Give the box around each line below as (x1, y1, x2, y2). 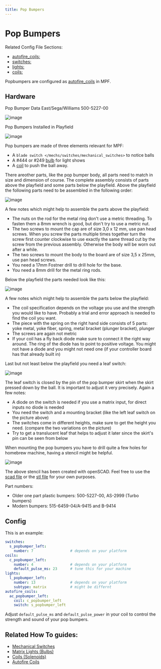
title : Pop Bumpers (5, 7, 45, 12)
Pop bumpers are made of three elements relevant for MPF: (5, 143, 124, 149)
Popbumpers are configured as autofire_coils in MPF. (5, 78, 111, 84)
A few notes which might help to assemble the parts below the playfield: (5, 296, 149, 301)
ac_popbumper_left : (9, 593, 49, 599)
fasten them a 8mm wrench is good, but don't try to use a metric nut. (12, 221, 150, 227)
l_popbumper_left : (9, 576, 47, 581)
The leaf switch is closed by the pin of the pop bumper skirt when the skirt (5, 380, 154, 385)
